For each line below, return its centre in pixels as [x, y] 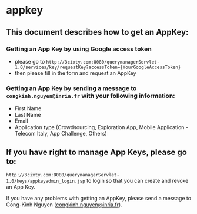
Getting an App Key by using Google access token [79, 49]
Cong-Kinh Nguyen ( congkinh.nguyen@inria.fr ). [64, 205]
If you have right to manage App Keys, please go [96, 152]
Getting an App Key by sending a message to [71, 88]
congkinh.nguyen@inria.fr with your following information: [91, 96]
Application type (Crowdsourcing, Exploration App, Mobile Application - [101, 127]
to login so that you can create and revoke [137, 180]
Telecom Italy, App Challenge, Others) [61, 134]
